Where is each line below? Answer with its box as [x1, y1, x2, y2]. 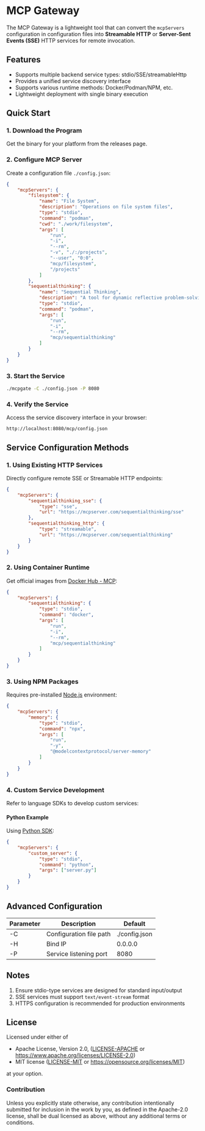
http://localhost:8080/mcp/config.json [6, 426, 108, 432]
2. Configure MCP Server [6, 155, 82, 164]
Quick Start [6, 108, 51, 119]
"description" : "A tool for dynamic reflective [38, 295, 163, 301]
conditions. [6, 1119, 35, 1126]
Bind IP [46, 939, 67, 948]
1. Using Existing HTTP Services [6, 461, 103, 469]
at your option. [6, 1070, 43, 1077]
